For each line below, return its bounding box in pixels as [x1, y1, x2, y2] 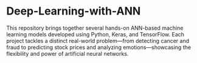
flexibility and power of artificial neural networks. [6, 50, 129, 57]
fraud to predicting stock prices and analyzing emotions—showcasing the [6, 44, 192, 51]
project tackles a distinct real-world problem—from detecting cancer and [6, 37, 190, 44]
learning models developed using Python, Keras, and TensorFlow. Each [6, 30, 184, 38]
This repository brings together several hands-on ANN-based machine [6, 24, 184, 31]
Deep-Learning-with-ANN [6, 4, 141, 18]
